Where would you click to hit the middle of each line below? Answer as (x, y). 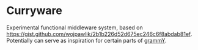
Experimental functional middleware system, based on (75, 27)
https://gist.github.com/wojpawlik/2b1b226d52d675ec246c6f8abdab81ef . (99, 34)
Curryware (34, 11)
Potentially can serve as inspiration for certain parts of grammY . (86, 40)
